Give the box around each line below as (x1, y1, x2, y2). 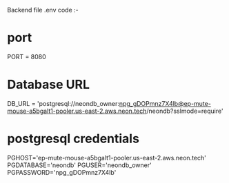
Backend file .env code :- (7, 6, 79, 14)
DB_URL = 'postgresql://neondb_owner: (7, 99, 119, 107)
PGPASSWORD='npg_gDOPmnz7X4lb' (7, 168, 117, 176)
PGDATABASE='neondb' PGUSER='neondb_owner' (7, 161, 152, 169)
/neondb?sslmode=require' (146, 107, 223, 115)
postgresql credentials (7, 131, 140, 147)
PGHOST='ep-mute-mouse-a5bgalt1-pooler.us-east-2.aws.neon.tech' (7, 153, 207, 162)
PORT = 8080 (7, 52, 46, 61)
